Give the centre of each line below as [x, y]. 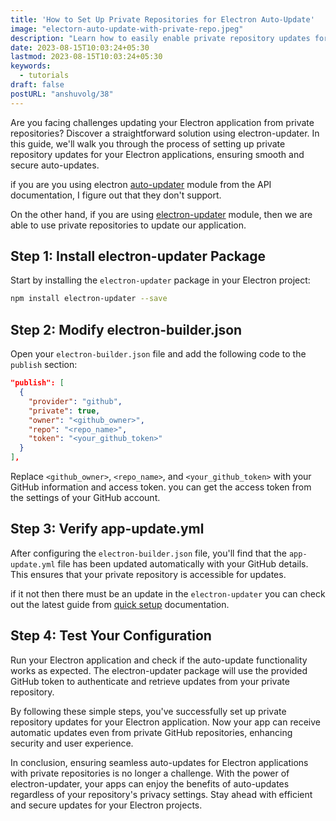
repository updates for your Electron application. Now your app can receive [165, 722]
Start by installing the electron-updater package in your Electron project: [160, 280]
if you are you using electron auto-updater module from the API [141, 184]
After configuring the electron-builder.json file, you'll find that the [148, 553]
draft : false [37, 85]
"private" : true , [64, 411]
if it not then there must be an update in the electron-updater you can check [168, 593]
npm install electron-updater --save [89, 299]
